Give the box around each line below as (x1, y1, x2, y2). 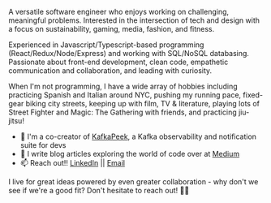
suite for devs (19, 140, 67, 149)
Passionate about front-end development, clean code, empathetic (8, 57, 229, 67)
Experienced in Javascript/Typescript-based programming (8, 40, 204, 50)
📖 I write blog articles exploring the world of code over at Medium (19, 149, 240, 158)
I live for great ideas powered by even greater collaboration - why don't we (8, 177, 259, 186)
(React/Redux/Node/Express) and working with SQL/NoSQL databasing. (8, 49, 250, 58)
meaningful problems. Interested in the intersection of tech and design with (8, 15, 260, 25)
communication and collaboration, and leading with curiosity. (8, 66, 213, 76)
